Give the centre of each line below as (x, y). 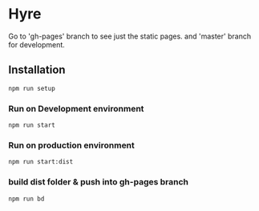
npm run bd (26, 199)
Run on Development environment (76, 108)
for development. (37, 44)
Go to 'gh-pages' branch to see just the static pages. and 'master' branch (129, 36)
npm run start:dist (41, 162)
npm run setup (32, 88)
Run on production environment (71, 145)
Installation (37, 70)
